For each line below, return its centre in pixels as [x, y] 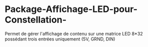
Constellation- [36, 20]
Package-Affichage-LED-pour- [71, 9]
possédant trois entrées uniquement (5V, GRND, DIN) [60, 39]
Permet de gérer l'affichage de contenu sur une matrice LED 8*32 [74, 33]
